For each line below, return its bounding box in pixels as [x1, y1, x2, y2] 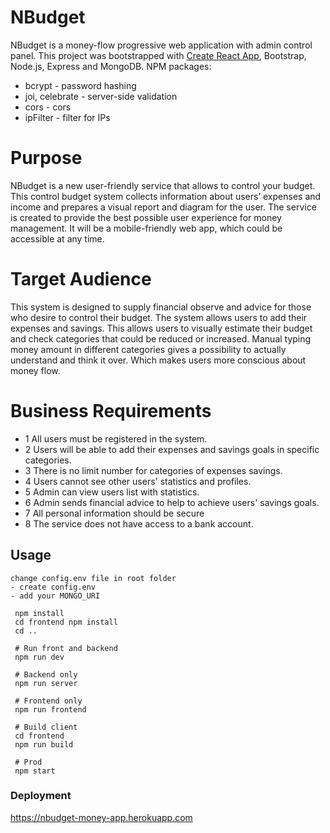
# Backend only [14, 669, 78, 680]
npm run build [14, 739, 74, 750]
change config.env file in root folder [10, 573, 177, 583]
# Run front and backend [14, 643, 118, 653]
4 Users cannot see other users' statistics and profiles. [24, 475, 252, 487]
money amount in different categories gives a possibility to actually [10, 343, 287, 355]
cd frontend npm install [14, 617, 118, 627]
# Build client [14, 722, 78, 732]
